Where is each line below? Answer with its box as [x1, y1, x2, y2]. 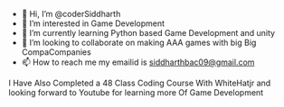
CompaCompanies [21, 47, 91, 58]
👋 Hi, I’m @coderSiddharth [21, 9, 121, 19]
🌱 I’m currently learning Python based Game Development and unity [21, 28, 276, 38]
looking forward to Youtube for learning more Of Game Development [8, 87, 264, 98]
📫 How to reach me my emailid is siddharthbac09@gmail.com [21, 57, 255, 67]
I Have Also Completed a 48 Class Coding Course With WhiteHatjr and [8, 77, 271, 88]
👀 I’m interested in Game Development [21, 18, 165, 29]
